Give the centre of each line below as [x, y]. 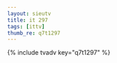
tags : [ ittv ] [26, 26]
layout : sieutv [29, 13]
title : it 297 [28, 20]
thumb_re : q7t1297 [34, 33]
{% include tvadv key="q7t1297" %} [59, 53]
